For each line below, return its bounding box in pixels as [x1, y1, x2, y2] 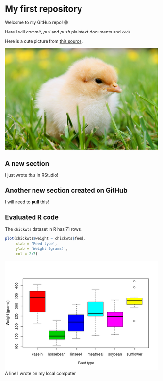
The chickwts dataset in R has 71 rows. [5, 226, 82, 232]
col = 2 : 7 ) [16, 251, 38, 256]
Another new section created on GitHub [5, 186, 128, 195]
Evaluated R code [5, 213, 59, 221]
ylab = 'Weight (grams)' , [16, 246, 68, 251]
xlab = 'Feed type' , [16, 241, 57, 246]
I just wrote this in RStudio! [5, 172, 59, 178]
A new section [5, 159, 49, 167]
